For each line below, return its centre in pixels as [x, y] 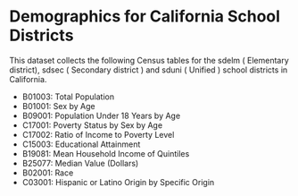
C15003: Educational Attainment [81, 144]
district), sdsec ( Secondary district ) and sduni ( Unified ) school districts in [149, 70]
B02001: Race [48, 173]
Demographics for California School [145, 17]
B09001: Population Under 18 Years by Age [101, 115]
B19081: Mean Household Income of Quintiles [106, 153]
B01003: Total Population [68, 97]
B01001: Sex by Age [58, 106]
